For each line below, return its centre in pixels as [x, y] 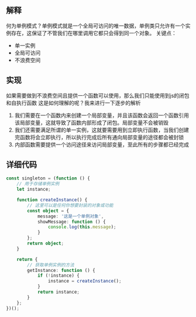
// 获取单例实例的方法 [51, 265]
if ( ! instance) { [59, 276]
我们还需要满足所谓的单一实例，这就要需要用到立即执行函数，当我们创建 [102, 130]
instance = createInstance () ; [85, 281]
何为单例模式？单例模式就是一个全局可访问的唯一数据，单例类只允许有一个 [96, 26]
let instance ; [34, 189]
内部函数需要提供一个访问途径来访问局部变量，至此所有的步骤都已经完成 [102, 144]
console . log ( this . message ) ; [82, 227]
